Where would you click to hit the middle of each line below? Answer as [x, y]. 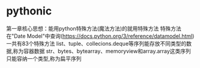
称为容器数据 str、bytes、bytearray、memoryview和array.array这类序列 [102, 51]
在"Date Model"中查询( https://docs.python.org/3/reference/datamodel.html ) [100, 36]
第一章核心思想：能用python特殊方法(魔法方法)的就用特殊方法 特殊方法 [94, 28]
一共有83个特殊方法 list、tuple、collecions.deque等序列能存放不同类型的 [96, 43]
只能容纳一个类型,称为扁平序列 [44, 58]
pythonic [29, 11]
